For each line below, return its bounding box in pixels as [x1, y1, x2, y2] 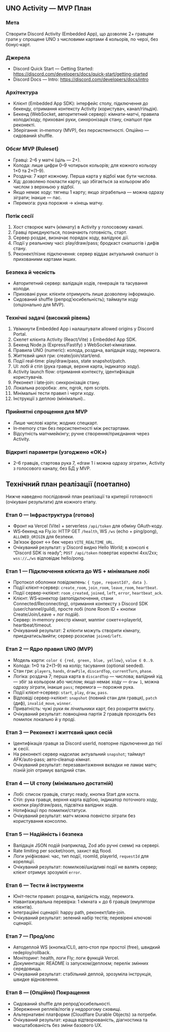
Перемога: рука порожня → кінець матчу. [13, 200, 104, 206]
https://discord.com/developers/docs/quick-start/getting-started [13, 71, 148, 77]
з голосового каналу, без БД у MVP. [13, 465, 91, 472]
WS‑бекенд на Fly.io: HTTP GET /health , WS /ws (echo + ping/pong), [13, 528, 158, 534]
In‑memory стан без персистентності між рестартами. [13, 425, 130, 431]
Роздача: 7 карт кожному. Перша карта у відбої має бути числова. [13, 173, 157, 179]
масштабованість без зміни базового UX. [13, 1022, 102, 1028]
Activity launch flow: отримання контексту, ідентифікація [13, 369, 135, 375]
